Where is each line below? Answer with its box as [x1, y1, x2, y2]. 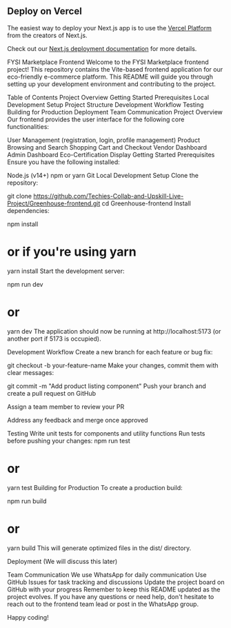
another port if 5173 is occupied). [7, 334, 101, 343]
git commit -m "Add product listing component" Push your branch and [7, 382, 206, 390]
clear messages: [7, 368, 54, 376]
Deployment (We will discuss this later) [7, 557, 118, 565]
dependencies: [7, 206, 50, 214]
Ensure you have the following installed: [7, 158, 121, 166]
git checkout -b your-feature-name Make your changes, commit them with [7, 361, 219, 369]
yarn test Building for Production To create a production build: [7, 483, 183, 492]
